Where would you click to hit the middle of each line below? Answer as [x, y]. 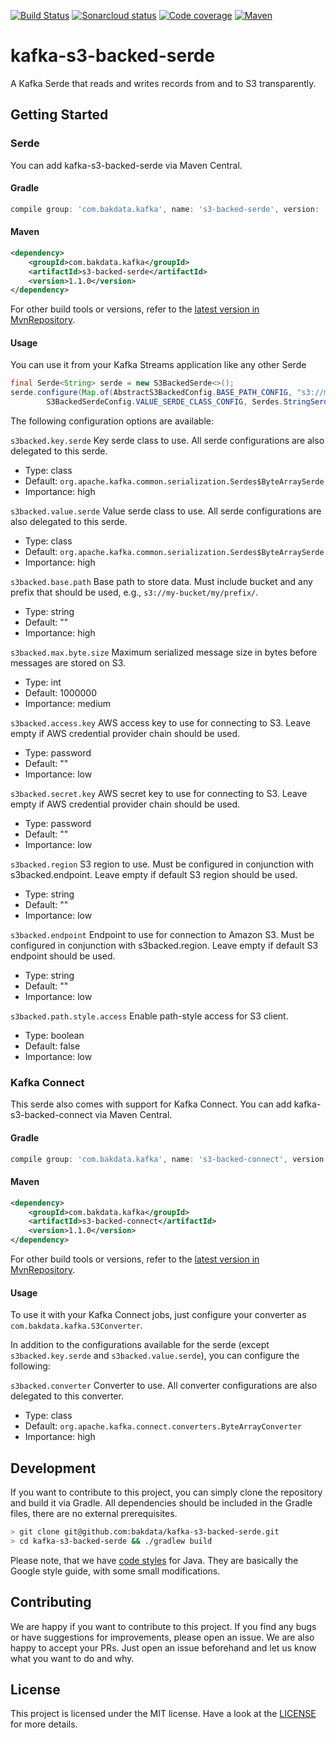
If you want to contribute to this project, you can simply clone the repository [166, 1492]
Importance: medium [68, 704]
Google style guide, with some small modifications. [115, 1571]
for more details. [44, 1724]
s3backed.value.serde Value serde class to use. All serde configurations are [166, 511]
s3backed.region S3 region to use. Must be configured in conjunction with [162, 864]
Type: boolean [54, 1036]
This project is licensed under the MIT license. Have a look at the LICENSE [163, 1714]
